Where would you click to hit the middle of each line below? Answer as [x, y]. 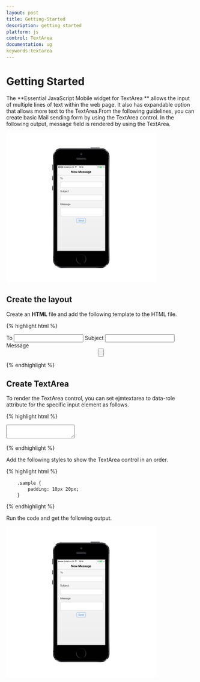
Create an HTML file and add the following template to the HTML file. [92, 314]
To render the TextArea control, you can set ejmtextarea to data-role [91, 399]
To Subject [55, 338]
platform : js [23, 32]
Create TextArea [38, 384]
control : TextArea [29, 38]
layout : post [23, 13]
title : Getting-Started [36, 19]
